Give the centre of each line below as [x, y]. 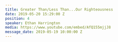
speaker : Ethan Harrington [33, 23]
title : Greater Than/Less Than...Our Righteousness [59, 9]
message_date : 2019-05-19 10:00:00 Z [44, 32]
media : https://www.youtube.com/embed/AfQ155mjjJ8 [58, 28]
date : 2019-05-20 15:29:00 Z [35, 14]
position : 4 [17, 18]
